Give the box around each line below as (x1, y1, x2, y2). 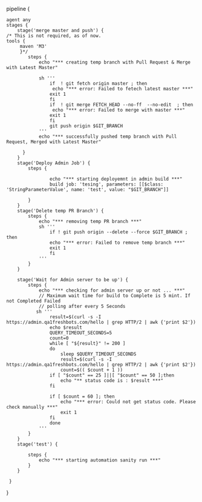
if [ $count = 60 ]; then (49, 393, 115, 400)
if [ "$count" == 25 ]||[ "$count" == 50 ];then (49, 372, 174, 378)
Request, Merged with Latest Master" (6, 139, 102, 145)
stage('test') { (17, 441, 59, 447)
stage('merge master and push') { (17, 27, 104, 33)
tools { (6, 38, 26, 44)
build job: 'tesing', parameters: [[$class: (49, 181, 164, 187)
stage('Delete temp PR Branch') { (17, 208, 104, 214)
